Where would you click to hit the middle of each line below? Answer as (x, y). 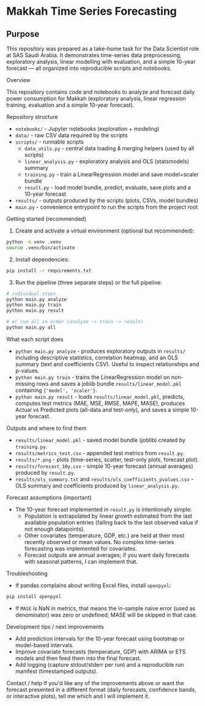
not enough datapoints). (55, 529)
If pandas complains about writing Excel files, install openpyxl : (93, 585)
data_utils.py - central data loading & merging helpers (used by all (109, 148)
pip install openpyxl (34, 596)
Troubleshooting (27, 573)
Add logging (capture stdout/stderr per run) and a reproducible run (99, 664)
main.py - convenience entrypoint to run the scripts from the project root (106, 207)
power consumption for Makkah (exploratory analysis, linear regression (96, 98)
